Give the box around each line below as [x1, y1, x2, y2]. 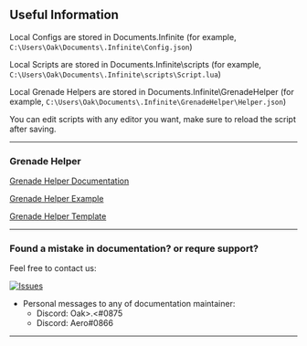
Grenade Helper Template [9, 211, 107, 222]
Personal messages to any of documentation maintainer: [22, 299, 236, 309]
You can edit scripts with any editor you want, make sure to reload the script [9, 113, 297, 124]
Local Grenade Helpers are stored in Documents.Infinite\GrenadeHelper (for [9, 86, 294, 97]
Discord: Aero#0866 [36, 318, 114, 329]
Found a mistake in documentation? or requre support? [9, 242, 259, 255]
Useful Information [9, 7, 119, 23]
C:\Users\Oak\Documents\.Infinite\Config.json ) [9, 41, 194, 52]
